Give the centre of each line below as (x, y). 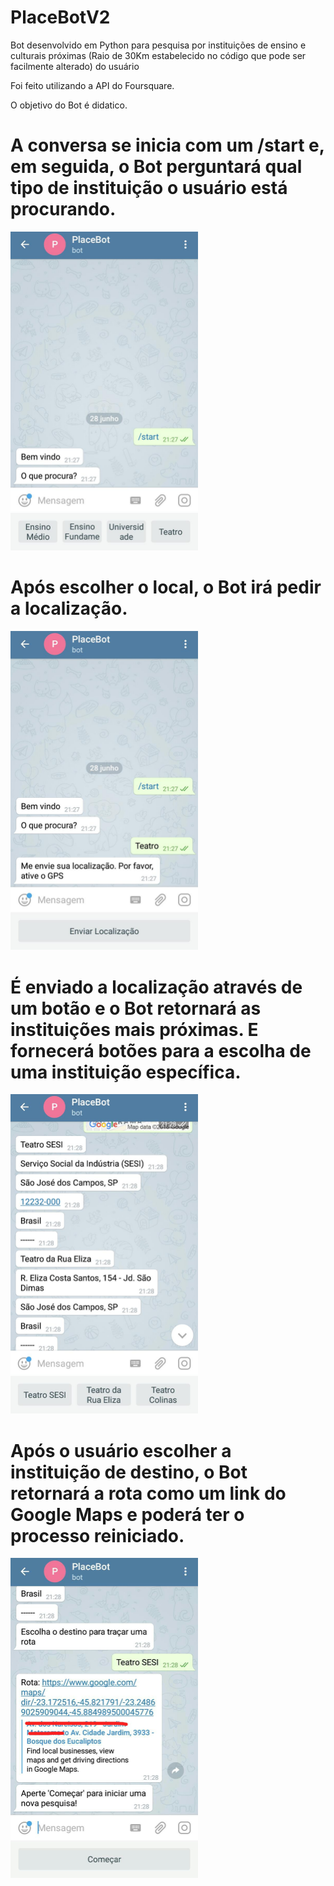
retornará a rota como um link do (148, 1493)
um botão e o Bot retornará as (136, 1008)
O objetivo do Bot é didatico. (69, 105)
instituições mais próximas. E (134, 1029)
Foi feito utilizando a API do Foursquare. (92, 85)
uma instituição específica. (126, 1072)
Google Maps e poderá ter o (127, 1514)
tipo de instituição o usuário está (149, 188)
